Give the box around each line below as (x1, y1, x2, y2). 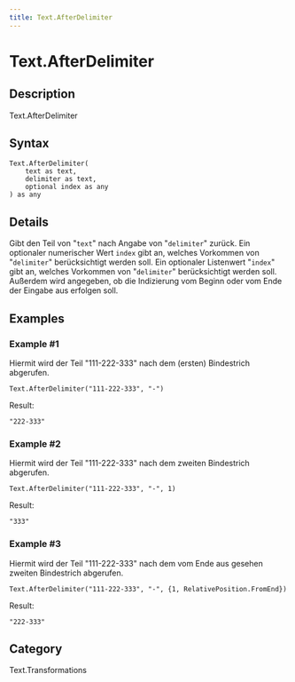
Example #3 (9, 538, 62, 551)
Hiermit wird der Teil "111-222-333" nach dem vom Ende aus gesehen (9, 558, 263, 568)
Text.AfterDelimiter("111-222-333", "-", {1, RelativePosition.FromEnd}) (9, 584, 288, 593)
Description (9, 86, 75, 102)
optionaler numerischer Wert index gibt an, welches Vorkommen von (9, 248, 260, 258)
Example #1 (9, 337, 59, 350)
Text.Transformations (9, 665, 87, 676)
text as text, (25, 167, 77, 176)
